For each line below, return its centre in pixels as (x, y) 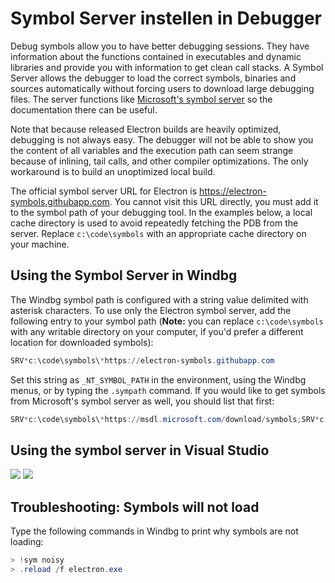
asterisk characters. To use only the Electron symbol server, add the (151, 310)
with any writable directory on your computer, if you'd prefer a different (157, 331)
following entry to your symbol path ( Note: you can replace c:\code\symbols (167, 321)
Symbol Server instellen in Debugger (166, 18)
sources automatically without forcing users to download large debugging (162, 88)
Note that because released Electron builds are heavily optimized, (146, 129)
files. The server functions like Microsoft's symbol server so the (141, 99)
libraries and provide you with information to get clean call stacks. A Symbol (167, 67)
